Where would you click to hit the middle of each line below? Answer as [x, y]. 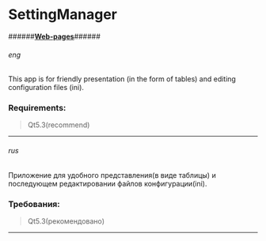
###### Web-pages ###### [55, 36]
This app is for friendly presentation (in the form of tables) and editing [122, 79]
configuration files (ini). [46, 88]
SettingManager [63, 15]
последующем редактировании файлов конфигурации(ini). [108, 183]
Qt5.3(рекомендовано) [66, 221]
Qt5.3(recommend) [59, 125]
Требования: [34, 204]
